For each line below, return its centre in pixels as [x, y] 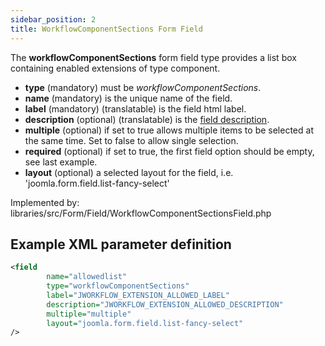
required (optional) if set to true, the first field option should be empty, [169, 151]
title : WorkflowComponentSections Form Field [106, 29]
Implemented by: [45, 202]
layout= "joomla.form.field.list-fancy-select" [145, 323]
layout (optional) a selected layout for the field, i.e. [129, 172]
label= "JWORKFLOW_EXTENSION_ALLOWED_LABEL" [138, 295]
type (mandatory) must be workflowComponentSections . [143, 87]
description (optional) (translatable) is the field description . [147, 119]
